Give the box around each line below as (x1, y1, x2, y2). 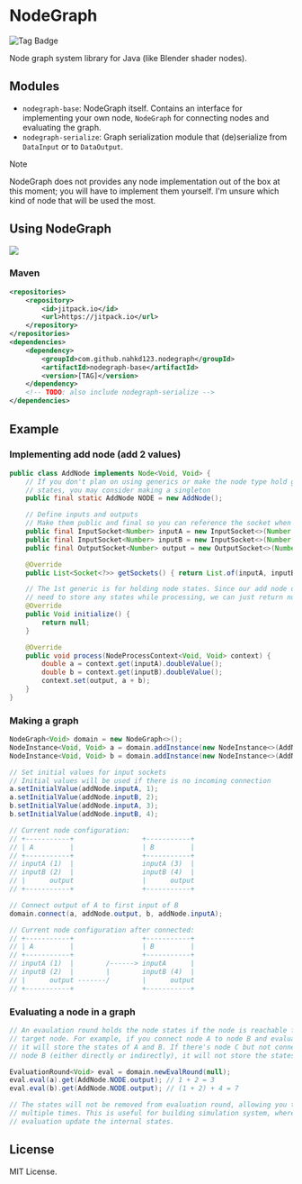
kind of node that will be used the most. (9, 195, 156, 205)
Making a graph (9, 714, 79, 726)
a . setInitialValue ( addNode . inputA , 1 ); (9, 785, 159, 794)
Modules (9, 78, 60, 95)
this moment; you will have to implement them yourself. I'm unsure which (9, 186, 280, 196)
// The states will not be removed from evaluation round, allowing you (9, 1100, 288, 1109)
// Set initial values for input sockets (9, 768, 167, 777)
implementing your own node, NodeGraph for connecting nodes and (22, 112, 270, 123)
